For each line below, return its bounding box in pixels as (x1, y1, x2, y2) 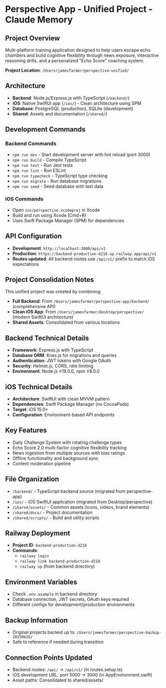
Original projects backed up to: (12, 629, 76, 635)
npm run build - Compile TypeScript (12, 157, 87, 163)
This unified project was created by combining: (5, 289, 102, 295)
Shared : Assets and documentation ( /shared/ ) (12, 111, 107, 116)
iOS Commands (5, 196, 44, 203)
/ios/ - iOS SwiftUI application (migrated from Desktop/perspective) (12, 499, 153, 505)
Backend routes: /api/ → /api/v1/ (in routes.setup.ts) (12, 666, 123, 673)
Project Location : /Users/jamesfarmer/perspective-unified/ (5, 67, 129, 73)
